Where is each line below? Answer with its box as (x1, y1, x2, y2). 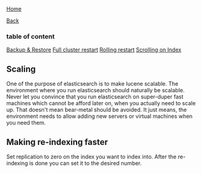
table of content (6, 32, 55, 40)
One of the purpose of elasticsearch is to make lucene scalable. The (6, 80, 179, 87)
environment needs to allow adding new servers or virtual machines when (6, 112, 193, 120)
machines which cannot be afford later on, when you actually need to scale (6, 100, 196, 107)
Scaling (6, 64, 36, 74)
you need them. (6, 119, 46, 127)
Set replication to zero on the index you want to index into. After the (6, 153, 177, 160)
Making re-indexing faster (6, 137, 108, 147)
